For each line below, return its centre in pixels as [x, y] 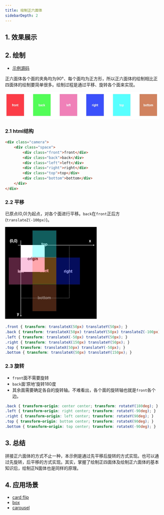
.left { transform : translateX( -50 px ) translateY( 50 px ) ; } [66, 337]
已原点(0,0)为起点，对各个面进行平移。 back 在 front [56, 214]
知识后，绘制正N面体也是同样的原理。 [43, 468]
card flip [20, 497]
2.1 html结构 [20, 131]
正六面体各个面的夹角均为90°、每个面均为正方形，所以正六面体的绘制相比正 [81, 78]
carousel [21, 508]
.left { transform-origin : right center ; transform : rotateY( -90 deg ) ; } [81, 411]
